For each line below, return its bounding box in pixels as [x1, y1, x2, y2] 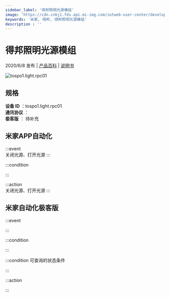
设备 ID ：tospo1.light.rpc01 [5, 103, 62, 109]
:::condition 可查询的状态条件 [5, 257, 66, 263]
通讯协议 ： [5, 109, 29, 115]
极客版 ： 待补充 [5, 116, 39, 121]
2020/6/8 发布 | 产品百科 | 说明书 [5, 63, 74, 69]
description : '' [5, 21, 42, 27]
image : [5, 12, 19, 17]
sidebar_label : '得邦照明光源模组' [5, 7, 74, 13]
